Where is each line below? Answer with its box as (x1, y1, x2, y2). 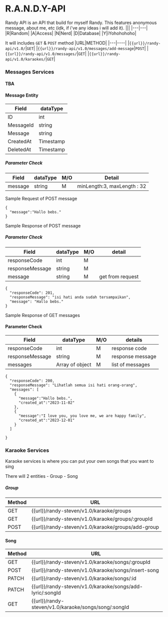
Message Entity (5, 92, 38, 98)
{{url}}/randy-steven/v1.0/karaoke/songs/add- (31, 583, 143, 590)
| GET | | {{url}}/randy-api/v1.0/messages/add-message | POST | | (25, 45, 149, 51)
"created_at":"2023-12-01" (18, 418, 75, 423)
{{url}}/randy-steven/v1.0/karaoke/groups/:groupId (31, 515, 153, 522)
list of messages (111, 361, 150, 368)
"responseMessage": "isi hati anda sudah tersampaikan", (9, 294, 131, 299)
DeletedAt (7, 146, 31, 153)
